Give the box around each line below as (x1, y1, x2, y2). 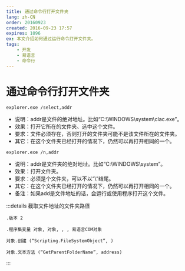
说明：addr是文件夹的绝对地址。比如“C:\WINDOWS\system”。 (14, 160, 166, 168)
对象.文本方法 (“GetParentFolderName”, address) (6, 249, 123, 256)
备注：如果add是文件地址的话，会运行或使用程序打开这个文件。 (14, 190, 169, 197)
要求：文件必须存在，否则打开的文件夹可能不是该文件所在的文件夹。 (14, 131, 180, 138)
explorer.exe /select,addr (6, 105, 72, 111)
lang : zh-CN (6, 14, 35, 20)
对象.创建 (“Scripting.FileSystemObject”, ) (6, 238, 114, 244)
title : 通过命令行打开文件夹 (6, 8, 69, 15)
